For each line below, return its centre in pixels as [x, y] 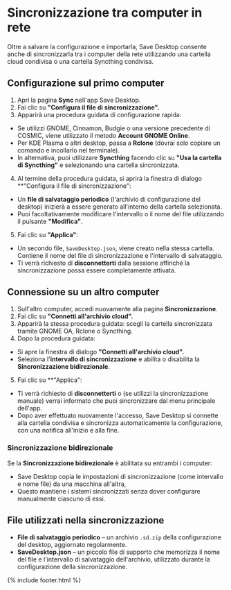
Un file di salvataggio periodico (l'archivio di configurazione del [109, 199]
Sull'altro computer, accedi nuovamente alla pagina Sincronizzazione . [117, 309]
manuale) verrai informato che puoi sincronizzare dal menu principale [116, 401]
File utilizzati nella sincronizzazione [86, 520]
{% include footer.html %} [44, 580]
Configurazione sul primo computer [86, 84]
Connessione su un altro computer [83, 292]
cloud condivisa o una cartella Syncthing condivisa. [81, 61]
